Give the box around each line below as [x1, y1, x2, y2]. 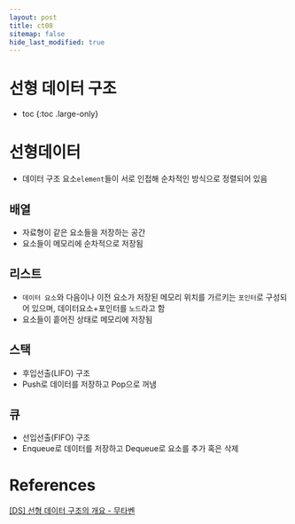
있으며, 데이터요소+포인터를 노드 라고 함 [31, 302, 166, 313]
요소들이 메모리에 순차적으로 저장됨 [21, 238, 144, 248]
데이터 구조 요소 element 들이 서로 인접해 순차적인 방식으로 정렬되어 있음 [21, 174, 268, 184]
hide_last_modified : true [9, 37, 105, 47]
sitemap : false [9, 29, 66, 38]
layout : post [9, 12, 58, 22]
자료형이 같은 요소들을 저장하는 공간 [21, 227, 146, 238]
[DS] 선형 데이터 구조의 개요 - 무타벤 [9, 505, 136, 516]
